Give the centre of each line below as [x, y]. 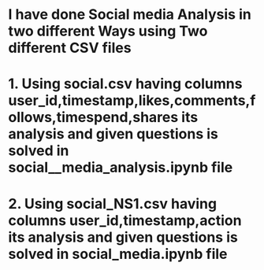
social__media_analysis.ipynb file [121, 168]
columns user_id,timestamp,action [125, 220]
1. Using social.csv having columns [125, 84]
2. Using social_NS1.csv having [113, 203]
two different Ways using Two [108, 31]
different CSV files [70, 48]
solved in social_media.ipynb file [118, 254]
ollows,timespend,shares [93, 118]
